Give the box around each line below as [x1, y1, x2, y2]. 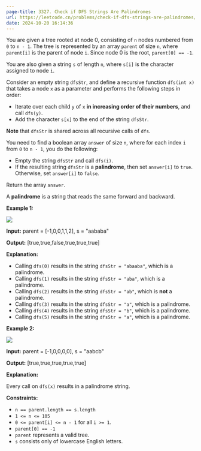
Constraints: [6, 394, 38, 402]
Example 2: [6, 325, 35, 332]
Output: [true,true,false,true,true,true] [6, 239, 100, 246]
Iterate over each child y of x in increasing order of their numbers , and [14, 103, 191, 110]
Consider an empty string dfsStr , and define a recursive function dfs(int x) [6, 79, 195, 86]
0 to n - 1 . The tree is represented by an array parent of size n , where [6, 43, 178, 50]
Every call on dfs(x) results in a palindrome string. [6, 383, 130, 390]
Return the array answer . [6, 181, 66, 189]
